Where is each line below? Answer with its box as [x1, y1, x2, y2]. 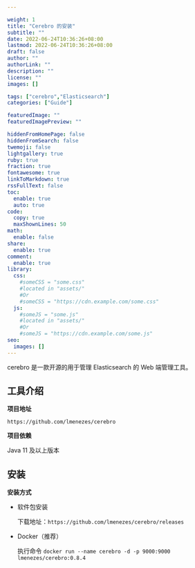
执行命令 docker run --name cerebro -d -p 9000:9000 [17, 547, 171, 556]
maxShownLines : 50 [13, 221, 67, 228]
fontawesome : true [7, 170, 60, 176]
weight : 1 [7, 16, 36, 23]
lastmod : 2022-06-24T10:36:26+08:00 [7, 42, 113, 49]
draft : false [7, 48, 45, 55]
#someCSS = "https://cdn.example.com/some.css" [19, 298, 159, 305]
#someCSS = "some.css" [19, 279, 85, 286]
